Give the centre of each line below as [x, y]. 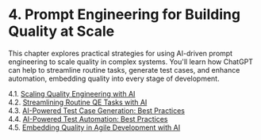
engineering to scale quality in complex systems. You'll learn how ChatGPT [131, 62]
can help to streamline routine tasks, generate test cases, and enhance [124, 70]
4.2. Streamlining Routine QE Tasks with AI [78, 102]
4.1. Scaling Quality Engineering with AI [72, 93]
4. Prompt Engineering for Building [124, 15]
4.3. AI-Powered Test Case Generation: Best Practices [96, 110]
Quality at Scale [61, 31]
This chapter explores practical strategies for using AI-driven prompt [120, 53]
